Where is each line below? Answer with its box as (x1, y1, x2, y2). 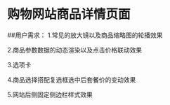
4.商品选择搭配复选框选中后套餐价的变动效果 (7, 75, 136, 84)
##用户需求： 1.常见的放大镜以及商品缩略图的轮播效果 (7, 31, 163, 39)
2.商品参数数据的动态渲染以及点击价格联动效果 (7, 45, 143, 54)
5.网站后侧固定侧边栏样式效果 (7, 90, 93, 99)
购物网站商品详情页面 (7, 6, 131, 22)
